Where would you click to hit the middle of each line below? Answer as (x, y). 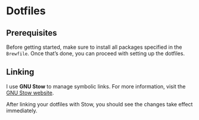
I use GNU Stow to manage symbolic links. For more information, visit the (96, 86)
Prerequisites (32, 33)
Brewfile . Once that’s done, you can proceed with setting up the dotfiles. (96, 53)
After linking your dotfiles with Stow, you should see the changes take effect (99, 104)
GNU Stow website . (30, 93)
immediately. (22, 110)
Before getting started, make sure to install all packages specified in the (94, 47)
